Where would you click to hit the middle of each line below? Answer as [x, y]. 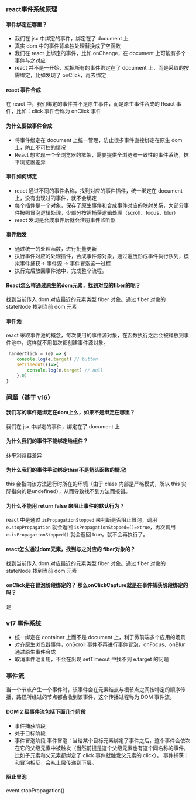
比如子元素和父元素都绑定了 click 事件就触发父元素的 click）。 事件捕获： [102, 755]
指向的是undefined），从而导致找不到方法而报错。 [71, 491]
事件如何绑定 [21, 177]
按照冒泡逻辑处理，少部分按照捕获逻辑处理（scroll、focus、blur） [99, 212]
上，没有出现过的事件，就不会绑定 [56, 198]
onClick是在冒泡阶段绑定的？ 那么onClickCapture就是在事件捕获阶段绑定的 [97, 585]
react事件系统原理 [32, 9]
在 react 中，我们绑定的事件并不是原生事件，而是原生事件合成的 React [91, 104]
